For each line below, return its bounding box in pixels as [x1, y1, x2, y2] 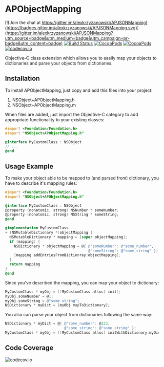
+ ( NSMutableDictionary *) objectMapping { [5, 230, 93, 235]
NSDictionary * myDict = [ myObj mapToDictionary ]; [5, 303, 110, 308]
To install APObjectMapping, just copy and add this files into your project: [5, 87, 153, 93]
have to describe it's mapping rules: [5, 180, 77, 186]
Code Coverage [5, 344, 54, 352]
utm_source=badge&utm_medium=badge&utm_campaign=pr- [5, 35, 130, 41]
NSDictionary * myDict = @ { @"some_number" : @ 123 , [5, 321, 110, 326]
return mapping [9, 262, 41, 267]
